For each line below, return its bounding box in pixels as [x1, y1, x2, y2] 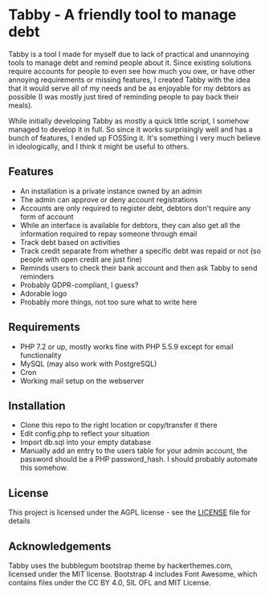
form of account [19, 211, 74, 222]
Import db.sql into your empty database [19, 438, 151, 447]
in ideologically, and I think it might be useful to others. [8, 141, 190, 151]
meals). [8, 100, 34, 110]
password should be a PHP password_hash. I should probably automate [19, 454, 259, 464]
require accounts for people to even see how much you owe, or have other [8, 66, 255, 75]
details [8, 516, 31, 526]
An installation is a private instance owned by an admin [19, 186, 202, 196]
